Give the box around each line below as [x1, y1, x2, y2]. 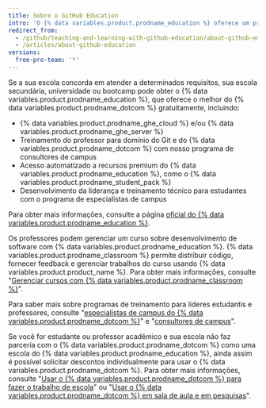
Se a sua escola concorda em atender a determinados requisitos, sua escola [8, 77, 257, 87]
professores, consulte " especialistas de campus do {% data [8, 307, 203, 318]
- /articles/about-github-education [15, 41, 136, 49]
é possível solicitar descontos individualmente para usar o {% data [8, 356, 226, 366]
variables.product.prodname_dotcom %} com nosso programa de [19, 144, 234, 153]
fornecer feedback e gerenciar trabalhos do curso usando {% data [8, 259, 226, 268]
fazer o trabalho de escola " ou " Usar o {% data [8, 382, 162, 391]
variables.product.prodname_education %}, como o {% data [19, 168, 216, 179]
